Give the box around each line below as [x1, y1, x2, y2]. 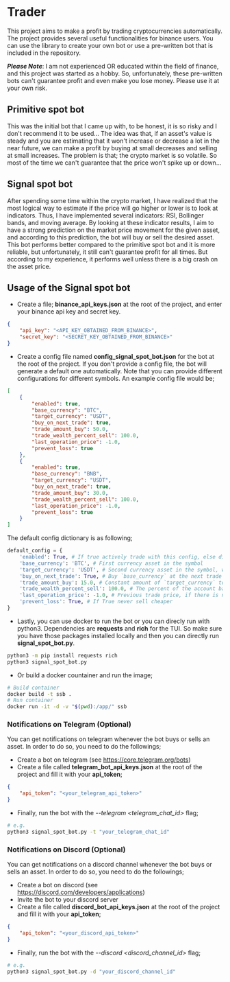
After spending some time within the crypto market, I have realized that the [7, 196, 218, 204]
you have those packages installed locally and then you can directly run [16, 631, 220, 640]
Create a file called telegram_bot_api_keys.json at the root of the [16, 763, 203, 771]
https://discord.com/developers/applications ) [16, 888, 145, 896]
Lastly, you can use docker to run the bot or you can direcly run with [16, 617, 210, 625]
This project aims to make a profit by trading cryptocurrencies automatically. [7, 27, 222, 35]
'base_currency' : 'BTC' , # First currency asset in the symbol [19, 560, 204, 567]
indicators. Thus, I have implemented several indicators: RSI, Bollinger [7, 211, 204, 220]
